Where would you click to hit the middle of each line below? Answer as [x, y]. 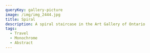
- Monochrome [24, 38]
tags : [11, 29]
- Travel [19, 33]
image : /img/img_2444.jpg [33, 15]
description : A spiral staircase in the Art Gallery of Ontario [75, 24]
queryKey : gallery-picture [34, 10]
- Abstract [22, 43]
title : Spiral [20, 19]
